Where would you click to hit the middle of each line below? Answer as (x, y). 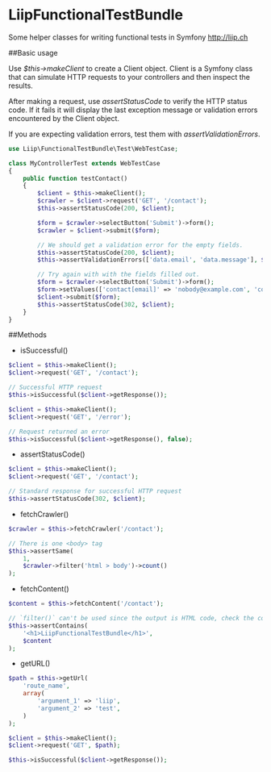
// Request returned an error (59, 432)
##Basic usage (33, 52)
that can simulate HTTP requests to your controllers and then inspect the (129, 77)
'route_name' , (46, 686)
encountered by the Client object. (64, 118)
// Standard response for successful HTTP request (95, 491)
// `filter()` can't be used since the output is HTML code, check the (131, 619)
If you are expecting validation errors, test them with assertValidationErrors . (134, 134)
